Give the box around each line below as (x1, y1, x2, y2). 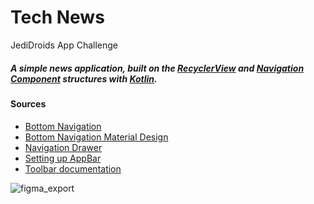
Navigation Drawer (24, 141, 103, 153)
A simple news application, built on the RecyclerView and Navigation (10, 62, 305, 74)
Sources (10, 97, 47, 110)
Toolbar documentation (24, 162, 122, 175)
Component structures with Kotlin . (10, 72, 158, 85)
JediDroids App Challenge (10, 39, 119, 51)
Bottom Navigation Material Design (24, 131, 169, 143)
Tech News (10, 6, 105, 29)
